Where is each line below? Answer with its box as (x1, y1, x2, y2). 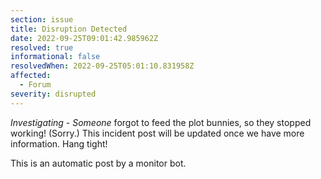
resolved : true (10, 42, 74, 53)
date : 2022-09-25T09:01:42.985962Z (10, 33, 159, 43)
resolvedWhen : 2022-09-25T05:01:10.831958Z (10, 61, 195, 71)
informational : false (10, 52, 101, 62)
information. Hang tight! (10, 137, 108, 150)
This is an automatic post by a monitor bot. (10, 157, 187, 169)
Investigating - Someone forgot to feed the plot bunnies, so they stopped (10, 116, 312, 128)
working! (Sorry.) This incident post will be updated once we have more (10, 127, 305, 139)
